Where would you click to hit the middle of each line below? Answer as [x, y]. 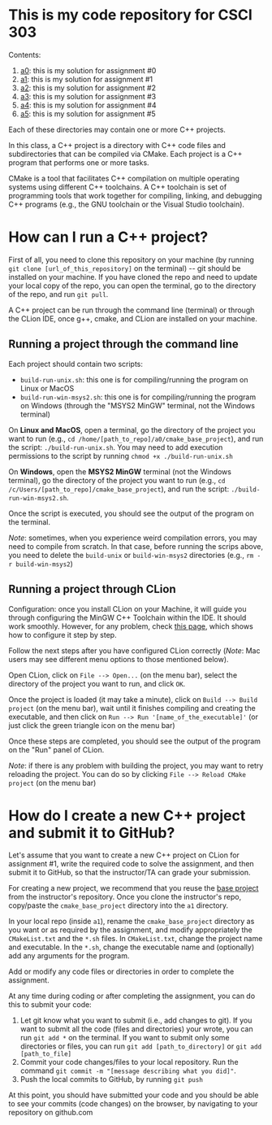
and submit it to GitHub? [92, 833]
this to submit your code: [50, 1005]
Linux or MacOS [47, 388]
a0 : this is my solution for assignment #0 [88, 70]
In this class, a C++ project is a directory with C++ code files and [117, 145]
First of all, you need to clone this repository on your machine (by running [131, 259]
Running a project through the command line [123, 344]
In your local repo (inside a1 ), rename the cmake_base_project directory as [132, 922]
